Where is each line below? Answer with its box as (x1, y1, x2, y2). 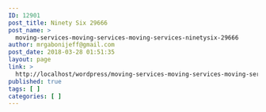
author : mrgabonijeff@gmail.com (8, 41, 115, 49)
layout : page (8, 56, 51, 64)
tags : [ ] (8, 84, 41, 93)
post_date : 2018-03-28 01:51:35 (8, 48, 115, 56)
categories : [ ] (8, 92, 62, 100)
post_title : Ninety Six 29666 (8, 19, 108, 27)
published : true (8, 77, 62, 85)
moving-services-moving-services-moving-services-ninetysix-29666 (15, 33, 239, 42)
